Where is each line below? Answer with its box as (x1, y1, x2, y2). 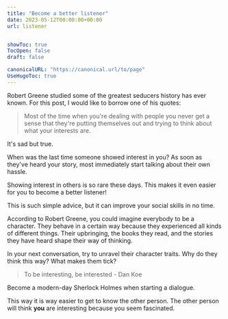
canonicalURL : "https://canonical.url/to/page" (7, 66, 146, 73)
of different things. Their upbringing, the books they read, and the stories (7, 229, 214, 237)
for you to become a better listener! (7, 188, 107, 196)
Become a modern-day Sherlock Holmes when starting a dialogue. (7, 283, 195, 292)
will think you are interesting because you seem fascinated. (7, 304, 175, 312)
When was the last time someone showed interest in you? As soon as (7, 153, 203, 161)
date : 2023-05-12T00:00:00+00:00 (7, 16, 103, 23)
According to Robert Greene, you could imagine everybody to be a (7, 214, 195, 222)
